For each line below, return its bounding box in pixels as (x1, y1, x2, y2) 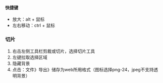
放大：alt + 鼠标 (12, 16, 45, 22)
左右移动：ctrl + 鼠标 (12, 23, 55, 28)
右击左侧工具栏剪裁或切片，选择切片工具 (12, 48, 95, 54)
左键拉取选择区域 (12, 54, 48, 60)
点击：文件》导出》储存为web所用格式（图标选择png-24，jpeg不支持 (12, 66, 154, 72)
